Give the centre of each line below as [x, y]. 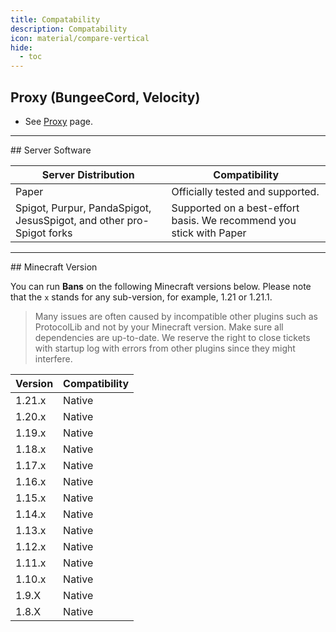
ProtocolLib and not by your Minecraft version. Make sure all [159, 327]
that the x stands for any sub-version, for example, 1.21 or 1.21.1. [141, 297]
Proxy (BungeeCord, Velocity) [105, 97]
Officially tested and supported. [245, 191]
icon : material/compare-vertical [80, 38]
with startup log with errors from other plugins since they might [165, 348]
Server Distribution [88, 174]
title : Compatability [55, 19]
